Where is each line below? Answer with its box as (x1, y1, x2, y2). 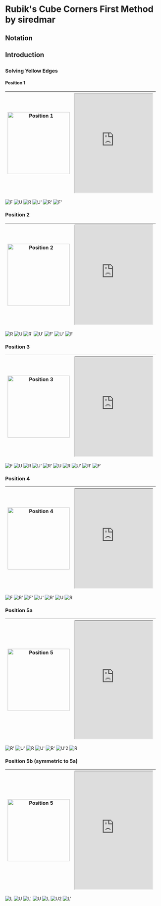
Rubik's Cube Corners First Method (5, 3, 154, 15)
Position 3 (5, 343, 30, 350)
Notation (5, 34, 33, 42)
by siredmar (5, 14, 56, 25)
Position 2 (5, 211, 30, 218)
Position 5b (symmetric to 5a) (5, 758, 78, 765)
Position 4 (5, 475, 30, 482)
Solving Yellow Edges (5, 67, 58, 74)
